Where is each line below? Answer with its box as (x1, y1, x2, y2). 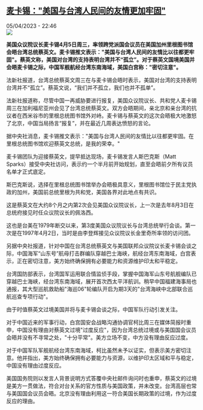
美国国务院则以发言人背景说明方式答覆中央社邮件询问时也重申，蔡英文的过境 (6, 374, 197, 382)
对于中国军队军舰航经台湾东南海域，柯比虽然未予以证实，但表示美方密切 (6, 346, 186, 354)
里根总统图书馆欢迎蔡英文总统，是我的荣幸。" (6, 140, 120, 147)
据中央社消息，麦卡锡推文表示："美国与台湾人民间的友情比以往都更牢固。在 (6, 132, 195, 139)
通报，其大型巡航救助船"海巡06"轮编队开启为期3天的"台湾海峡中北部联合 (6, 285, 188, 293)
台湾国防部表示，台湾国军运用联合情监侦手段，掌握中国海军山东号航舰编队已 (6, 270, 197, 277)
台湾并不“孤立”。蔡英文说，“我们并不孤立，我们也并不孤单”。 (6, 84, 159, 91)
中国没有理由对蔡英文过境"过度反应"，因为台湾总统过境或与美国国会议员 (16, 326, 197, 333)
